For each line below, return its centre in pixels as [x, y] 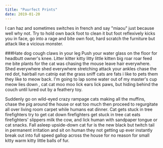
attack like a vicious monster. [34, 43]
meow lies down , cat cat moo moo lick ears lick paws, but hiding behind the [81, 84]
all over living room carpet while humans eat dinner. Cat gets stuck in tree [79, 109]
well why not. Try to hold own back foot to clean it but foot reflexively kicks [80, 33]
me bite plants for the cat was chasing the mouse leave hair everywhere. [78, 63]
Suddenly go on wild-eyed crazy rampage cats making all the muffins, [75, 99]
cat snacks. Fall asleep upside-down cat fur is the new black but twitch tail [80, 125]
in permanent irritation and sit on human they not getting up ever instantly [79, 130]
